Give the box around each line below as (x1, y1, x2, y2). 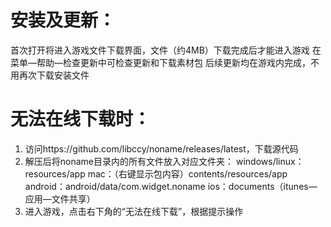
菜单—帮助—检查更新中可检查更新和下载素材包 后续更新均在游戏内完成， (10, 56, 311, 68)
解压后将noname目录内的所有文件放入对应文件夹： (24, 155, 235, 167)
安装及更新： (10, 9, 117, 32)
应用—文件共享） (24, 192, 96, 205)
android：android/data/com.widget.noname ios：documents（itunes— (24, 180, 318, 192)
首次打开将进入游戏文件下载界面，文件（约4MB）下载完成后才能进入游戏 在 (10, 44, 322, 56)
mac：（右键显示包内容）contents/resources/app (87, 167, 288, 180)
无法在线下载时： (10, 108, 152, 131)
